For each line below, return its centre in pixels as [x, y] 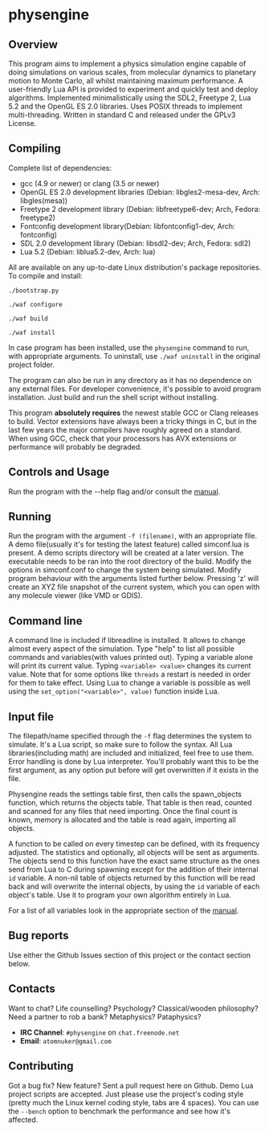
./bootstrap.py [34, 291]
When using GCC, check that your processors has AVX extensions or [122, 438]
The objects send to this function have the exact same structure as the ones [134, 861]
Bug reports [39, 936]
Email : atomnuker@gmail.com [65, 1040]
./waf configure [35, 304]
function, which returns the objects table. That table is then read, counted [130, 803]
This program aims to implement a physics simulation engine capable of [127, 63]
